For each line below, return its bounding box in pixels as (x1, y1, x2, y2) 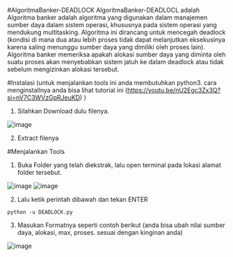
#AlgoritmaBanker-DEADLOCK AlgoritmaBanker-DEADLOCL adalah (7, 6, 200, 14)
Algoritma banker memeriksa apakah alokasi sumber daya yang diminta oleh (7, 50, 226, 59)
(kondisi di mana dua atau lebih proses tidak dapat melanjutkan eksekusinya (7, 36, 226, 44)
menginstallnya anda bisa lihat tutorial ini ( (7, 86, 128, 94)
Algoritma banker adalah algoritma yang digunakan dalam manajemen (7, 13, 208, 22)
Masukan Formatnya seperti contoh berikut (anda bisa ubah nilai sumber (17, 221, 226, 229)
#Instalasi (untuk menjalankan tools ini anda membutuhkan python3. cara (7, 79, 217, 86)
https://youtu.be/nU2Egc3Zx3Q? (127, 86, 221, 94)
